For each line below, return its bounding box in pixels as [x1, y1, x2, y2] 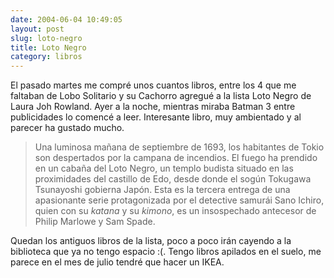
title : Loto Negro [10, 42, 87, 53]
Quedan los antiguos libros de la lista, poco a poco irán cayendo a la [10, 235, 292, 247]
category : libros [10, 52, 83, 62]
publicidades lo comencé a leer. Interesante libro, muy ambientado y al [10, 111, 302, 123]
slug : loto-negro [10, 33, 83, 43]
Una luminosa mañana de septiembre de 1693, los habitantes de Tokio [34, 141, 325, 153]
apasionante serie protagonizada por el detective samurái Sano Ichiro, [34, 194, 325, 206]
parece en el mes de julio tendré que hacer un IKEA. [10, 256, 225, 268]
